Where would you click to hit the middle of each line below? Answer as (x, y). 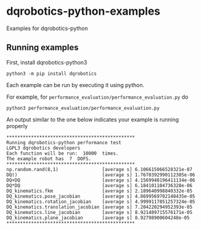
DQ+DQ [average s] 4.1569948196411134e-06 (101, 180)
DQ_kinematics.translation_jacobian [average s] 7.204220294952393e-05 (99, 207)
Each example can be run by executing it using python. (75, 85)
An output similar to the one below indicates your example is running (93, 119)
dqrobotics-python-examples (83, 11)
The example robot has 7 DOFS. (49, 159)
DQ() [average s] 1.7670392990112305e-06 (101, 175)
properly (17, 126)
